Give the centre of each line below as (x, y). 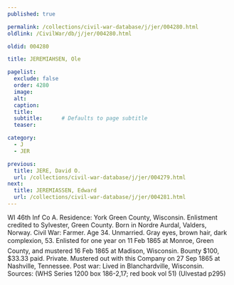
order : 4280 (32, 85)
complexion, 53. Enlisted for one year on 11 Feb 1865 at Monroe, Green (111, 240)
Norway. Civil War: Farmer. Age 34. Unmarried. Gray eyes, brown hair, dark (117, 232)
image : (23, 92)
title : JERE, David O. (47, 171)
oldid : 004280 (28, 46)
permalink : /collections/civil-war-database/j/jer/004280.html (103, 27)
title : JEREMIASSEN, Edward (55, 191)
